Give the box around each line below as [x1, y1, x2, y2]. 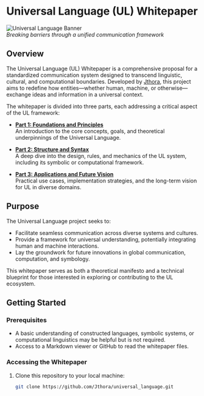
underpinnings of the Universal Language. [15, 134, 121, 141]
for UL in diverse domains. [15, 183, 82, 190]
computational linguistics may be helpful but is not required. [15, 336, 166, 344]
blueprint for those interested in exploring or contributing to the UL [6, 273, 174, 281]
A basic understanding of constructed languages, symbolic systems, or [15, 329, 195, 337]
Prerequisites [6, 315, 47, 324]
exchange [6, 90, 32, 98]
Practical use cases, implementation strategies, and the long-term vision [15, 177, 197, 184]
